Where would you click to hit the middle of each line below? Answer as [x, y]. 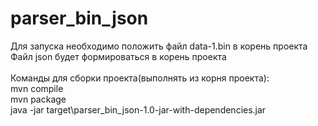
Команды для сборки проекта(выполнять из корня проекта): [140, 78]
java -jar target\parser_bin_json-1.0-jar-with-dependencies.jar [138, 109]
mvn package [38, 99]
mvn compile [37, 88]
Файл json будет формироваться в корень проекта [118, 56]
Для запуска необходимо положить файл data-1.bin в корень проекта [159, 46]
